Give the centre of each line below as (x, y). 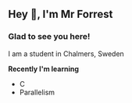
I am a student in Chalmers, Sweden (66, 53)
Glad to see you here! (49, 37)
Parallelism (37, 92)
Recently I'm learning (44, 69)
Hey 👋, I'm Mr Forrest (61, 14)
